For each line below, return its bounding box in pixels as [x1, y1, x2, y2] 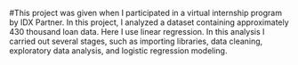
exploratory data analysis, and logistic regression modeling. [9, 45, 228, 56]
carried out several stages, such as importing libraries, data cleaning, [9, 36, 263, 46]
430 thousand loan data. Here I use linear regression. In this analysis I [9, 27, 265, 37]
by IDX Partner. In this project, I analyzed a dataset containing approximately [9, 17, 289, 28]
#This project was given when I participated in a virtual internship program [9, 8, 283, 18]
